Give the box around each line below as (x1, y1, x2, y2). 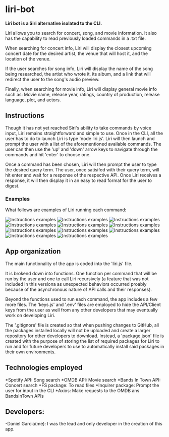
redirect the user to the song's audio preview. (5, 76, 100, 82)
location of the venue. (5, 55, 51, 61)
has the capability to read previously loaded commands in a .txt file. (5, 35, 146, 41)
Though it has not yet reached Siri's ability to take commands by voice (5, 124, 152, 131)
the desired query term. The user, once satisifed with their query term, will (5, 166, 160, 172)
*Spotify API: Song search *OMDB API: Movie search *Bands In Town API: (5, 377, 161, 383)
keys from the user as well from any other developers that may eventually (5, 306, 158, 313)
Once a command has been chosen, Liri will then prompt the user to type (5, 161, 157, 167)
